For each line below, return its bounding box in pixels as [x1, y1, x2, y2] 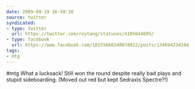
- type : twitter [6, 25, 47, 32]
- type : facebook [6, 36, 50, 42]
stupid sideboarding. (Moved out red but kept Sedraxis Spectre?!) [6, 76, 169, 83]
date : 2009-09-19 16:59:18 [6, 8, 74, 15]
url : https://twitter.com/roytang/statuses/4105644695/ [11, 31, 154, 37]
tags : [6, 48, 20, 54]
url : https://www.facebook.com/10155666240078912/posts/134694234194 [11, 42, 189, 48]
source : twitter [6, 14, 47, 20]
